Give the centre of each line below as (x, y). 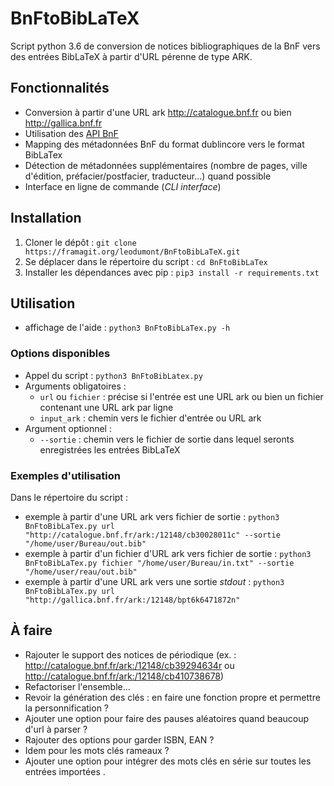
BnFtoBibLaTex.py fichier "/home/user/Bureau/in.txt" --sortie (159, 563)
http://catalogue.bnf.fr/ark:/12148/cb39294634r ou (129, 665)
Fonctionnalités (60, 88)
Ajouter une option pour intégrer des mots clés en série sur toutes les (168, 761)
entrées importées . (65, 771)
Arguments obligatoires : (75, 386)
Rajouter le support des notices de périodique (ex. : (130, 654)
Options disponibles (60, 354)
